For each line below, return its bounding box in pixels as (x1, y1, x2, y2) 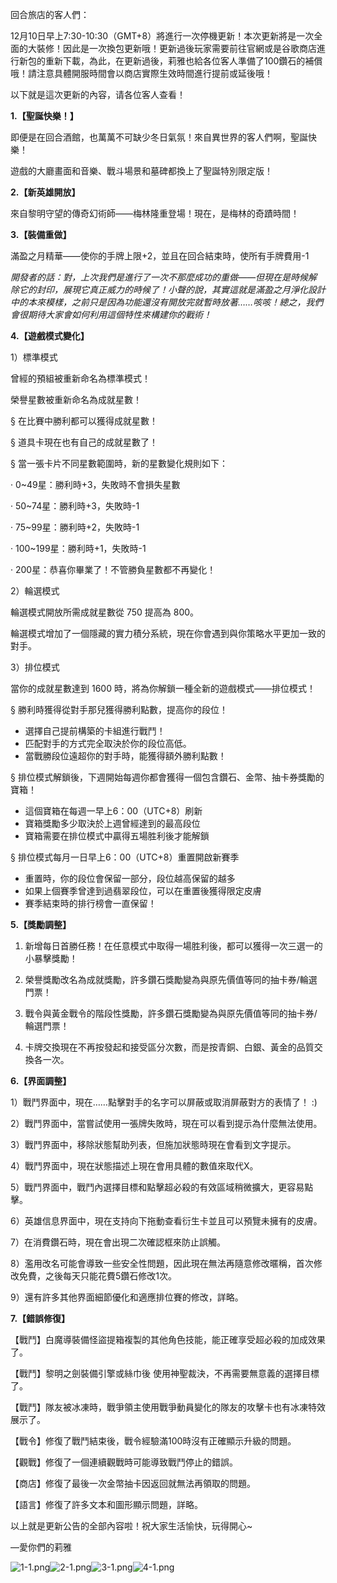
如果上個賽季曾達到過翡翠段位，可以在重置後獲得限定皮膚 (24, 885, 262, 897)
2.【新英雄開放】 (10, 186, 81, 198)
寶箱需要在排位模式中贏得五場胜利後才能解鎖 (24, 830, 210, 842)
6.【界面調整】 (10, 1075, 72, 1087)
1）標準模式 (10, 351, 58, 363)
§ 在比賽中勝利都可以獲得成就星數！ (10, 415, 158, 427)
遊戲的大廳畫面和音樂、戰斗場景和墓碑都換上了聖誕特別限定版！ (10, 165, 273, 177)
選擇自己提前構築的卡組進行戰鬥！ (24, 725, 166, 737)
